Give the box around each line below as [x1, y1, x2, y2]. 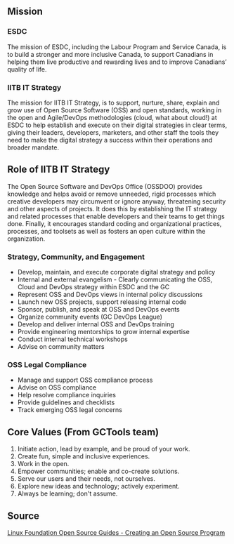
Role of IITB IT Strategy [7, 164, 110, 175]
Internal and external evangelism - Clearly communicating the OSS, [17, 275, 213, 284]
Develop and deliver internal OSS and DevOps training [17, 320, 174, 329]
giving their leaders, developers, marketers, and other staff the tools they [7, 128, 219, 136]
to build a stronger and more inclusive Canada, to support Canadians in [7, 50, 214, 58]
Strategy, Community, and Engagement [7, 252, 145, 262]
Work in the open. [17, 460, 70, 468]
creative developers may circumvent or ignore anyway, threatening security [7, 197, 226, 206]
